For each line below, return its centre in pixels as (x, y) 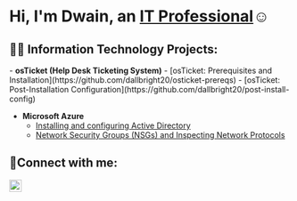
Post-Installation (39, 89)
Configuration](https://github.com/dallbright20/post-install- (180, 89)
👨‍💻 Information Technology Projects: (114, 49)
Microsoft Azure (53, 116)
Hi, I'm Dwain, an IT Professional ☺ (140, 16)
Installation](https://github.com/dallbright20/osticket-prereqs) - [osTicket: (145, 80)
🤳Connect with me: (63, 163)
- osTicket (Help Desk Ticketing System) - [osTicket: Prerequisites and (141, 70)
